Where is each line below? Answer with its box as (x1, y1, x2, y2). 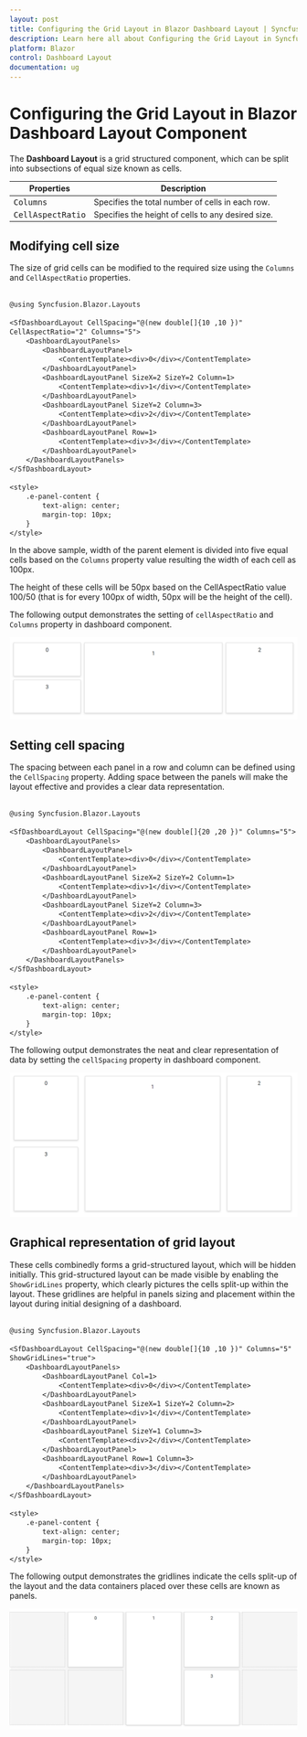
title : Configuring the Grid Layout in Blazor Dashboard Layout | (9, 24, 268, 34)
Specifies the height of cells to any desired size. (93, 208, 274, 219)
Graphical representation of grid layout (9, 1235, 236, 1251)
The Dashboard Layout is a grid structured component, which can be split (9, 153, 290, 164)
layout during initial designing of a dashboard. (9, 1298, 183, 1309)
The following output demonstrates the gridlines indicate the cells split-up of (9, 1571, 298, 1582)
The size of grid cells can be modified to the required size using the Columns (9, 262, 295, 273)
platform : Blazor (9, 44, 76, 53)
